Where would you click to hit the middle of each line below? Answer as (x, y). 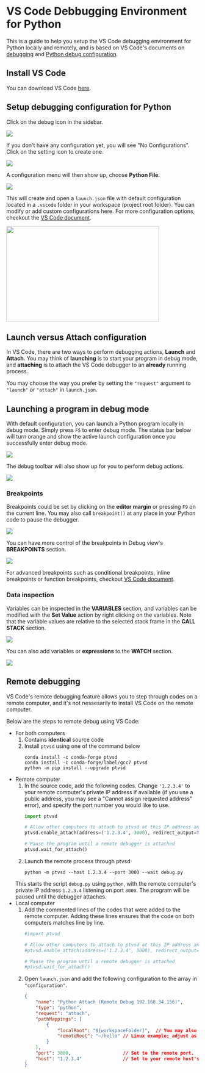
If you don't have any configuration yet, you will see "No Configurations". (98, 145)
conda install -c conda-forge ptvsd (71, 757)
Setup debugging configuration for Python (89, 107)
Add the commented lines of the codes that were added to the (103, 910)
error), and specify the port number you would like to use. (97, 805)
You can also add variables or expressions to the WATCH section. (90, 651)
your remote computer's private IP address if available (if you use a (109, 792)
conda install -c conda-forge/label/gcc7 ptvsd (86, 763)
